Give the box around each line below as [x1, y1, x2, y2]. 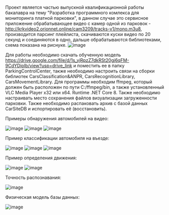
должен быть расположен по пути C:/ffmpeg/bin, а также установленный [5, 84, 164, 90]
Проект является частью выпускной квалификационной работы [5, 5, 145, 10]
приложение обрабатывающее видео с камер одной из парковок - [5, 20, 151, 26]
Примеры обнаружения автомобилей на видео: [5, 116, 109, 121]
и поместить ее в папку [73, 63, 125, 68]
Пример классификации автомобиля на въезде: [5, 135, 110, 141]
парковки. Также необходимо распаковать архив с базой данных [5, 100, 148, 106]
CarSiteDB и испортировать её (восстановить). [5, 106, 107, 112]
